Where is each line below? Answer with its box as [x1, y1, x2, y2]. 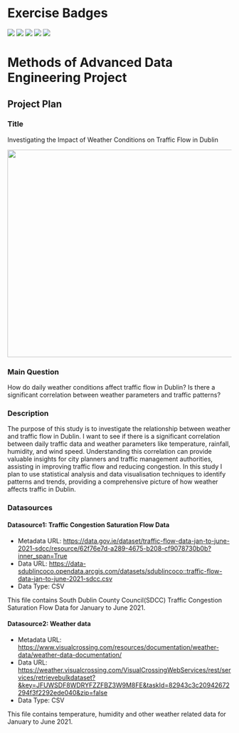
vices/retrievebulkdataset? [17, 673, 96, 682]
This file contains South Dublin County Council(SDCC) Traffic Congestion [7, 596, 223, 604]
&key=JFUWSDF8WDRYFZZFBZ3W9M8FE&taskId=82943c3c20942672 [17, 680, 230, 689]
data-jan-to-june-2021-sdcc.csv [17, 574, 112, 583]
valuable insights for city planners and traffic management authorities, [7, 454, 213, 464]
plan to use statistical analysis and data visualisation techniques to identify [7, 470, 226, 479]
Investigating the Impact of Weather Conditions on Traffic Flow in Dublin [7, 135, 218, 144]
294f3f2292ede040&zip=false [17, 688, 108, 697]
